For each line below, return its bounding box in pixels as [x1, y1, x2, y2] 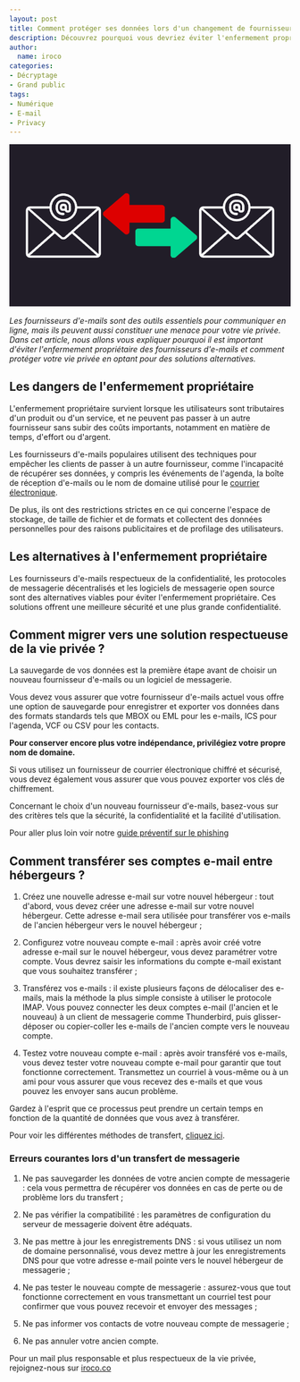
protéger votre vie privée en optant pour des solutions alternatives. [9, 353, 256, 364]
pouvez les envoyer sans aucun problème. [21, 1086, 179, 1097]
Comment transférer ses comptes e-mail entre [9, 853, 273, 869]
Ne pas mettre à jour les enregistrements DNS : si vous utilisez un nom [21, 1235, 282, 1247]
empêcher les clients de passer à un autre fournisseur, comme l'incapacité [9, 458, 284, 469]
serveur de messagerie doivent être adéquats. [21, 1218, 193, 1229]
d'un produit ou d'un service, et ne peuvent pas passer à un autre [9, 412, 251, 423]
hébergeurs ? [9, 868, 86, 883]
